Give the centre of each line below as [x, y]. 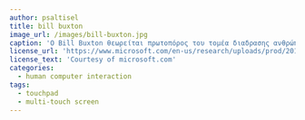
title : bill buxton [46, 26]
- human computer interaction [74, 77]
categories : [32, 69]
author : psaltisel [44, 18]
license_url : [34, 51]
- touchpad [38, 93]
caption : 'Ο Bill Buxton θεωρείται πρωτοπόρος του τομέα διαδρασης [140, 43]
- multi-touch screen [59, 102]
